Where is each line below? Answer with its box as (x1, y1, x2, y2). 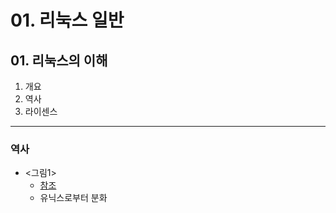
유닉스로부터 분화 (39, 192, 108, 204)
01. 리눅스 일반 (10, 9, 125, 32)
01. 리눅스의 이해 (10, 52, 108, 69)
